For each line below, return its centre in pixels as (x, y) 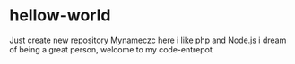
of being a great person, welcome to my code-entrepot (111, 49)
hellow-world (60, 16)
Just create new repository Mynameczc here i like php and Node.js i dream (148, 40)
